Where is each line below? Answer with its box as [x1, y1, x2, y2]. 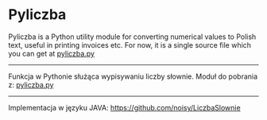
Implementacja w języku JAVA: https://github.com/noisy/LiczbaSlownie [8, 103, 241, 112]
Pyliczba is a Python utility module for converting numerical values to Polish [8, 32, 257, 41]
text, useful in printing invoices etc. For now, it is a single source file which [8, 40, 252, 49]
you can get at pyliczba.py [8, 48, 95, 58]
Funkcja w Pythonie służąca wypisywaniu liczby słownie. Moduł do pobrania [8, 72, 258, 81]
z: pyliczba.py [8, 79, 54, 89]
